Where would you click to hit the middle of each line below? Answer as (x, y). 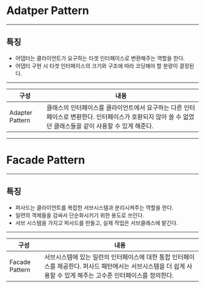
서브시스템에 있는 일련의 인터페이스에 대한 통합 (107, 257)
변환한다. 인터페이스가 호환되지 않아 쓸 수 (126, 117)
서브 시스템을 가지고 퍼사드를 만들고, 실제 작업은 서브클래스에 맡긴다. (96, 223)
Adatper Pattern (48, 11)
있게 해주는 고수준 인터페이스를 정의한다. (119, 275)
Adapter (21, 113)
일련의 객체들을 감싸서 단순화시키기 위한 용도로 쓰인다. (80, 215)
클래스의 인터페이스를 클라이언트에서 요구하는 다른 (114, 108)
